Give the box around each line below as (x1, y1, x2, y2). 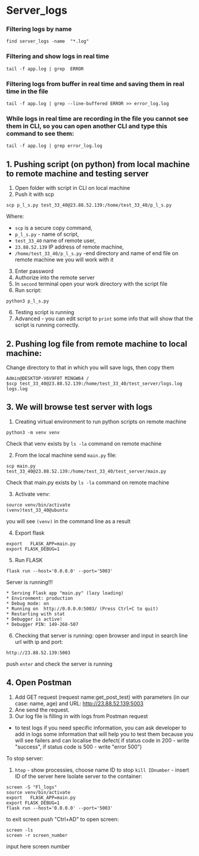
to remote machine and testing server (6, 168, 149, 179)
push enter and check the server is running (6, 660, 113, 667)
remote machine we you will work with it (14, 256, 114, 263)
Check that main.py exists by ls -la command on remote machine (6, 478, 170, 486)
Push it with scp (14, 191, 55, 198)
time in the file (6, 87, 49, 96)
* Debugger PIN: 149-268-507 (6, 621, 79, 627)
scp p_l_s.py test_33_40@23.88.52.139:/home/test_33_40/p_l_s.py (6, 203, 172, 208)
